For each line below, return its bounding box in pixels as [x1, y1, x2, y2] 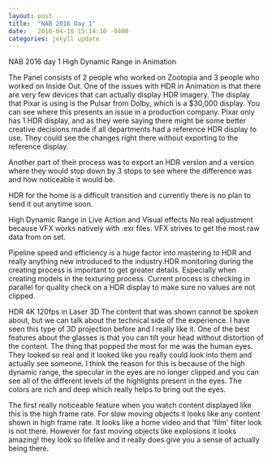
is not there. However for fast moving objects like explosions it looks [8, 426, 237, 436]
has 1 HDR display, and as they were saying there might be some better [8, 115, 246, 126]
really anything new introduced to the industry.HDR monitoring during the [8, 257, 254, 267]
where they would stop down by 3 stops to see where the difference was [8, 166, 253, 176]
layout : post [8, 11, 53, 20]
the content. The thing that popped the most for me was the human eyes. [8, 341, 253, 351]
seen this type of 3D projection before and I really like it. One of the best [8, 324, 250, 334]
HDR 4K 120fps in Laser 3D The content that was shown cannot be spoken [8, 307, 258, 317]
